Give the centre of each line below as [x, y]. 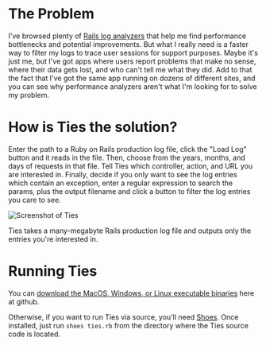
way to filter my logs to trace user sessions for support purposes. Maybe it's [133, 52]
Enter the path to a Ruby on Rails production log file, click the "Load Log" [128, 149]
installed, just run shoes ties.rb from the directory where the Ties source [128, 325]
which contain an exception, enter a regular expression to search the [120, 183]
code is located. [35, 334]
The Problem [51, 14]
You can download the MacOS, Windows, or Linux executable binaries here [131, 293]
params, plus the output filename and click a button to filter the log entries [129, 191]
